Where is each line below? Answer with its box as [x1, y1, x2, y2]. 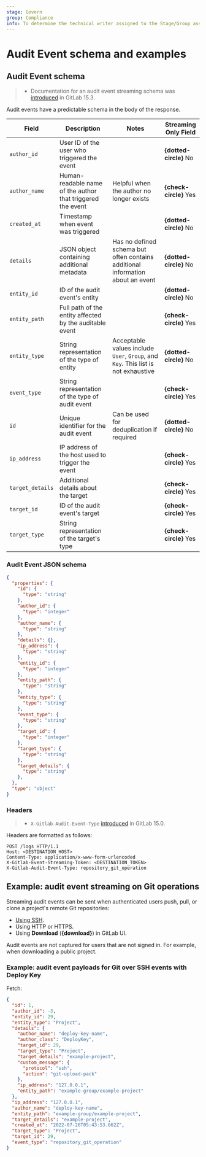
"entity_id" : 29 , [12, 1013, 56, 1020]
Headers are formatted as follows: [6, 832, 93, 839]
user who [59, 146, 87, 155]
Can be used [112, 410, 149, 419]
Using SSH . [15, 916, 45, 924]
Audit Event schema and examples [6, 47, 187, 61]
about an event [112, 276, 156, 284]
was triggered [59, 228, 100, 236]
